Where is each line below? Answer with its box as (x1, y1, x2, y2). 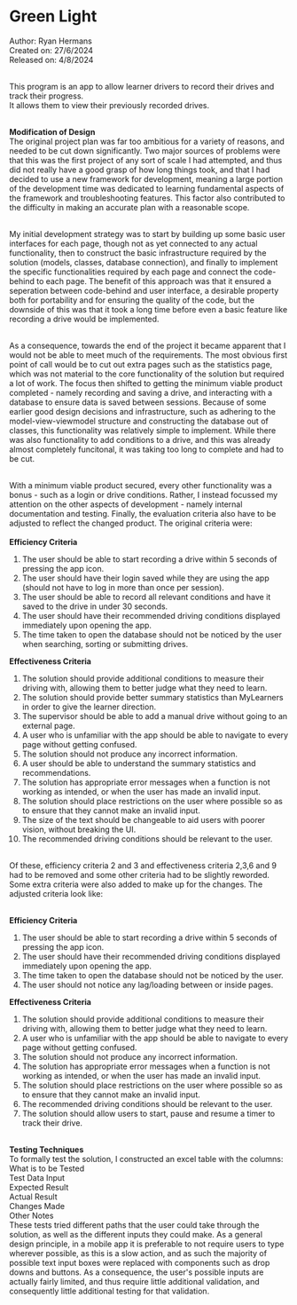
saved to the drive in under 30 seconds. (21, 601, 168, 612)
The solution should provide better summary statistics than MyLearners (21, 692, 284, 702)
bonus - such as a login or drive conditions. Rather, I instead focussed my (9, 489, 278, 500)
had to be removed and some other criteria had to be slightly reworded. (9, 869, 270, 880)
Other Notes (9, 1210, 54, 1221)
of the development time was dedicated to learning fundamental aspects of (9, 183, 285, 194)
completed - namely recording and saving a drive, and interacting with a (9, 387, 273, 398)
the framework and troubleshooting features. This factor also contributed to (9, 193, 285, 203)
